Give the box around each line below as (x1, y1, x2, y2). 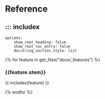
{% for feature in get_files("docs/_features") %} (5, 57, 101, 63)
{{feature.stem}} (5, 69, 46, 76)
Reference (5, 3, 48, 15)
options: (5, 35, 23, 40)
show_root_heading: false (14, 40, 67, 45)
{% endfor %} (5, 89, 33, 95)
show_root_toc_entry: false (14, 44, 70, 49)
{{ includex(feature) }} (5, 80, 50, 86)
